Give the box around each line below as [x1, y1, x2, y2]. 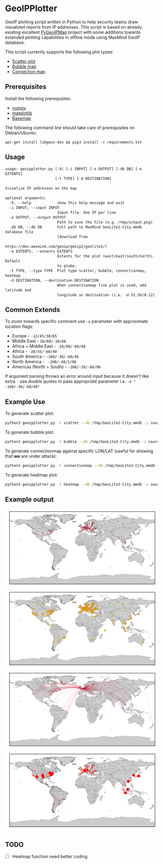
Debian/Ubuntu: [5, 129, 37, 136]
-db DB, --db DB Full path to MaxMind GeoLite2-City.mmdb [9, 224, 142, 229]
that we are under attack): [5, 453, 57, 459]
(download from [57, 234, 88, 239]
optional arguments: [5, 195, 47, 200]
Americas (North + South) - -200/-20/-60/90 [12, 364, 101, 370]
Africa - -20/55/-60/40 [12, 349, 57, 354]
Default [5, 258, 21, 263]
